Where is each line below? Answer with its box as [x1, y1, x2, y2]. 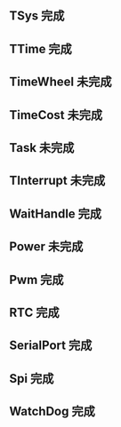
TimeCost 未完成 [9, 107, 103, 123]
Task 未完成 [9, 140, 75, 155]
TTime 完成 [9, 41, 73, 56]
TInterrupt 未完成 [9, 173, 106, 188]
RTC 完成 [9, 304, 60, 320]
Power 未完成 [9, 239, 84, 255]
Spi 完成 [9, 371, 54, 386]
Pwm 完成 [9, 272, 64, 287]
